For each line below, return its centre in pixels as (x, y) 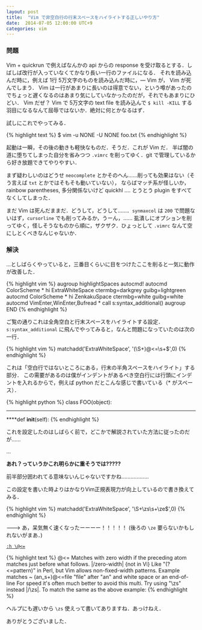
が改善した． (22, 272)
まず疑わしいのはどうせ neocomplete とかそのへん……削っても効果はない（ (98, 175)
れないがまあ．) (25, 535)
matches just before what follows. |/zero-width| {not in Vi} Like (84, 564)
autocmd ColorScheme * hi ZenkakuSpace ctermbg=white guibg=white (95, 296)
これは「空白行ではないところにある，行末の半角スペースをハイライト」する (101, 367)
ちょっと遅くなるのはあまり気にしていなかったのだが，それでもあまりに (101, 95)
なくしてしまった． (30, 197)
